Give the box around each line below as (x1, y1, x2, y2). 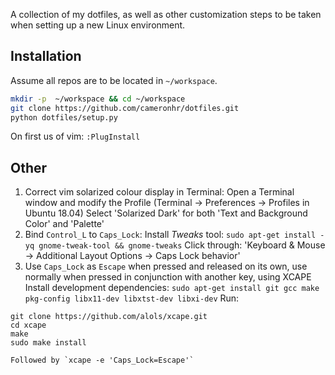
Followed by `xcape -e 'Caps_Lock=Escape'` (10, 355, 195, 366)
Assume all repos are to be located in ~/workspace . (10, 74, 218, 86)
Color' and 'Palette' (24, 218, 105, 230)
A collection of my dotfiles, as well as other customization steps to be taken (10, 9, 322, 20)
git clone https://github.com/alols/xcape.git (10, 312, 208, 322)
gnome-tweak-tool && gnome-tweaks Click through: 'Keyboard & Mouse (38, 239, 326, 251)
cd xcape (10, 320, 47, 331)
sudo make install (10, 338, 87, 348)
